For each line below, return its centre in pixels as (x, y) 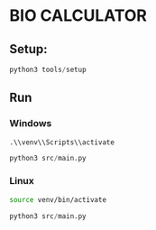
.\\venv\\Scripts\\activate (62, 142)
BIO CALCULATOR (78, 16)
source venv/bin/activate (58, 199)
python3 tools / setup (48, 69)
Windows (31, 124)
